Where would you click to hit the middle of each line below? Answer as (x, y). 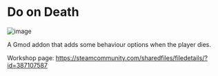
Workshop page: (31, 58)
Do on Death (43, 12)
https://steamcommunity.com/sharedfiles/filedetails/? (132, 58)
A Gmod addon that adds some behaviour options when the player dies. (109, 44)
